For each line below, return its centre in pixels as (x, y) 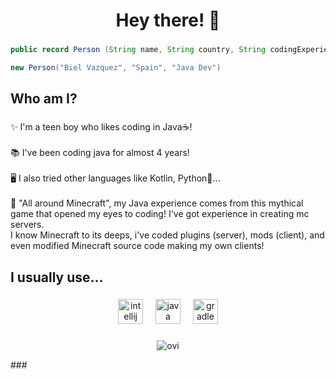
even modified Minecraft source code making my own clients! (137, 246)
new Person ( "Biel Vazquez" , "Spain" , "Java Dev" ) (116, 67)
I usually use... (57, 277)
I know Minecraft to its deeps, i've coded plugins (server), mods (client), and (167, 235)
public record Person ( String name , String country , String (138, 50)
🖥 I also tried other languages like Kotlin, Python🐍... (115, 178)
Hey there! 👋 (168, 20)
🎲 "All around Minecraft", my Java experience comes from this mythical (157, 203)
